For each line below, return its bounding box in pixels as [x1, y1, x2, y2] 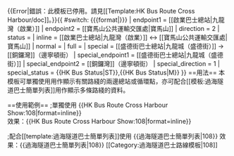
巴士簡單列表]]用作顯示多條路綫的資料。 [13, 86, 130, 94]
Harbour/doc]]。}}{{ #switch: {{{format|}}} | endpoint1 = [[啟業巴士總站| [7, 15, 213, 24]
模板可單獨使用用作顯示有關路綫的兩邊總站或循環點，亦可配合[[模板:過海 [7, 77, 218, 85]
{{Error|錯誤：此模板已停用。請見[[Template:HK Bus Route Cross [7, 7, 195, 15]
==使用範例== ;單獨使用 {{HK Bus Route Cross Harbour [7, 101, 168, 109]
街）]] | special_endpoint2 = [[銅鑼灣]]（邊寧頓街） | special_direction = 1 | [7, 60, 221, 67]
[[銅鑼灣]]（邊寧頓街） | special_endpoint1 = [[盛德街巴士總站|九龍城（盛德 [7, 51, 224, 59]
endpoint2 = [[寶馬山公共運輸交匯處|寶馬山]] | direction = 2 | [44, 25, 220, 32]
